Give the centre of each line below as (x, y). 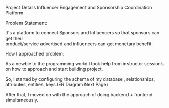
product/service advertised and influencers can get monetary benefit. (79, 44)
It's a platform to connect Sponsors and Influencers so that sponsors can (82, 33)
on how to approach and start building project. (54, 69)
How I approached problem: (35, 54)
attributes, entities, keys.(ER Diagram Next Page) (57, 85)
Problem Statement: (26, 23)
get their (14, 38)
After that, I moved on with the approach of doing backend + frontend (79, 94)
